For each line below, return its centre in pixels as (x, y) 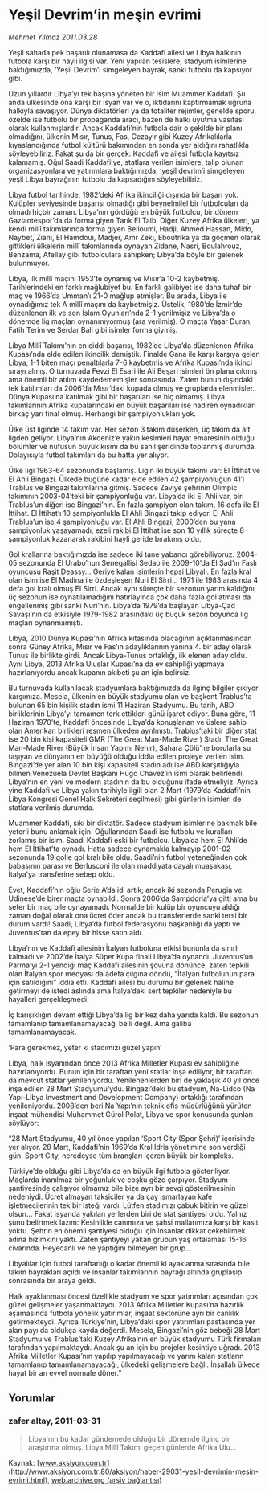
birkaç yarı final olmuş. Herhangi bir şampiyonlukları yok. (102, 413)
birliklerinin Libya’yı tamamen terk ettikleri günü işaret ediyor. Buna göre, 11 (132, 714)
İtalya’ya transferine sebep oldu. (61, 874)
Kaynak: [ (24, 1462)
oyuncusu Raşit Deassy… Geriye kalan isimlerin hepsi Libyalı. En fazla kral (130, 571)
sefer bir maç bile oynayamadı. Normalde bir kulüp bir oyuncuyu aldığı (124, 906)
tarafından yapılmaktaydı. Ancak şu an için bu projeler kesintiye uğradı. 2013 (134, 1347)
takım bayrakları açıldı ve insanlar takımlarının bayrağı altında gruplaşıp (125, 1272)
